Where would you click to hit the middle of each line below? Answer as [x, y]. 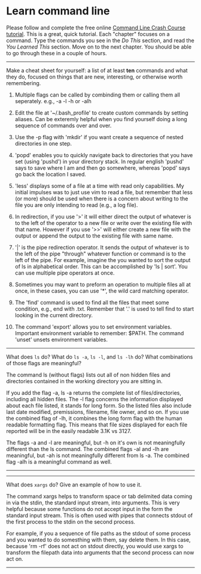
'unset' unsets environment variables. [61, 339]
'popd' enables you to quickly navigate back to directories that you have [104, 155]
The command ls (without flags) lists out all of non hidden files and [88, 375]
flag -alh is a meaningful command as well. [59, 462]
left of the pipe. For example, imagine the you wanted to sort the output [103, 260]
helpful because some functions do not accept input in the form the [89, 509]
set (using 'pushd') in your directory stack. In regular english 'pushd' [99, 161]
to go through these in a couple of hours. [57, 53]
